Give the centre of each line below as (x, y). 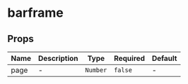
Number (96, 70)
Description (58, 58)
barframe (35, 13)
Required (130, 58)
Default (164, 58)
